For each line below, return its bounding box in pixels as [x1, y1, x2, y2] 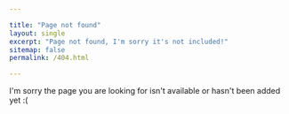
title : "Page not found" [9, 20, 101, 29]
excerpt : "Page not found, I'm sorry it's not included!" [9, 37, 229, 46]
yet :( [9, 95, 28, 106]
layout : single [9, 28, 66, 38]
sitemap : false [9, 45, 66, 54]
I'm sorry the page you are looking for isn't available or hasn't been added [9, 86, 281, 96]
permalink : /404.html [9, 54, 90, 63]
